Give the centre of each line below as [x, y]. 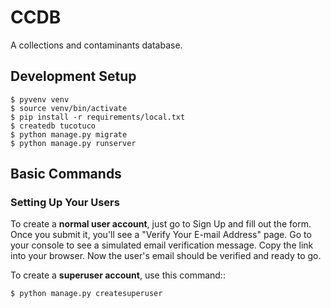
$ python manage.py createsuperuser [86, 294]
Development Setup [73, 76]
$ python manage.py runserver [73, 143]
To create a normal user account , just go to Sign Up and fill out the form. [161, 224]
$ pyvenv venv [40, 99]
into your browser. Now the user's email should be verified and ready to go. [166, 256]
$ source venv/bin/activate [69, 108]
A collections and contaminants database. [96, 45]
